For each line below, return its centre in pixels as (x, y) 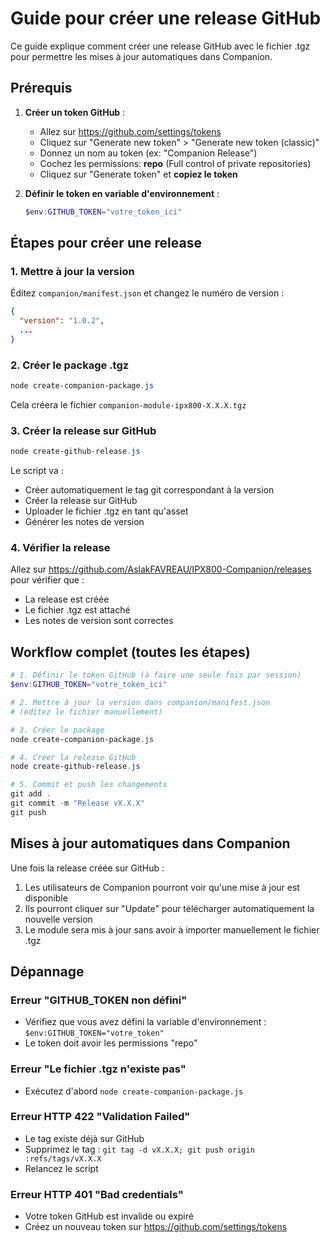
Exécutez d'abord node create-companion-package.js (134, 1091)
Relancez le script (61, 1168)
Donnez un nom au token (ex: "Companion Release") (148, 153)
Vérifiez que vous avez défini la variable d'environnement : (145, 1022)
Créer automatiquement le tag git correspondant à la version (149, 490)
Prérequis (41, 88)
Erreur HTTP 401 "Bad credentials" (97, 1194)
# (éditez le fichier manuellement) (86, 712)
